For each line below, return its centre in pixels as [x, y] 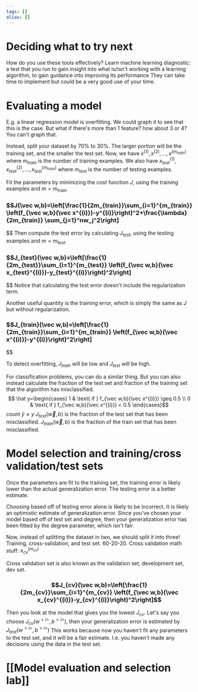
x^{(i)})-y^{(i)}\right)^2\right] [49, 339]
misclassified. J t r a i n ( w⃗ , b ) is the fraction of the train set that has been [91, 422]
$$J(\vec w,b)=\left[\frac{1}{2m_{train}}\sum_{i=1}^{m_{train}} [99, 205]
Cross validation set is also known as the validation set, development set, [95, 563]
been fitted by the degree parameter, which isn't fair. [70, 526]
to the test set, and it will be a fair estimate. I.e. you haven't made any [90, 638]
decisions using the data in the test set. [54, 644]
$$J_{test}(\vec [29, 257]
